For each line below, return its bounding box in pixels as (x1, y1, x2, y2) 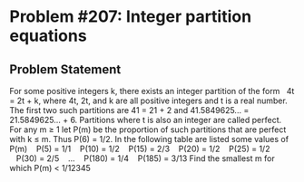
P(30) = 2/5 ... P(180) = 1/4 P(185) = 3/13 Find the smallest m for (15, 153, 275, 164)
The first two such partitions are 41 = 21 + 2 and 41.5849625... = (9, 105, 250, 115)
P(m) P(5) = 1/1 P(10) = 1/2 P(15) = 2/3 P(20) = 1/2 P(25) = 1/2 (9, 143, 270, 154)
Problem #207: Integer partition (9, 6, 252, 27)
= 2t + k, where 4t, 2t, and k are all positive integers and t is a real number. (9, 95, 288, 106)
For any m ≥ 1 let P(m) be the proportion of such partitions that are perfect (9, 124, 287, 135)
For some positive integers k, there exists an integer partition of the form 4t (9, 86, 295, 96)
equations (9, 25, 88, 46)
